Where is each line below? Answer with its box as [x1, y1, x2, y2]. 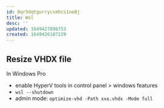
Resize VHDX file [6, 54, 72, 64]
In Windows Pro [6, 70, 46, 77]
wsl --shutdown [15, 89, 54, 95]
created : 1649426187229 [6, 32, 67, 38]
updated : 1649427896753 [6, 25, 67, 32]
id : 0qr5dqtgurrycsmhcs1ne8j [6, 8, 80, 15]
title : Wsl [6, 15, 34, 21]
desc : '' [6, 20, 29, 26]
